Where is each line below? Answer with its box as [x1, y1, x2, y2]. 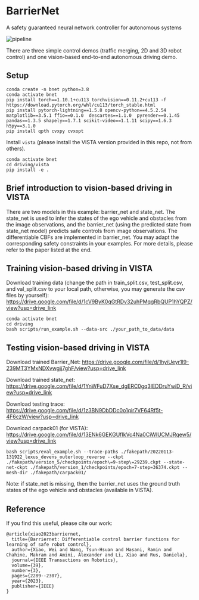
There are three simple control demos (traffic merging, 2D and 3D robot [6, 46, 182, 54]
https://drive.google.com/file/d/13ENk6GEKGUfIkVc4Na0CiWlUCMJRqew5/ [6, 431, 192, 439]
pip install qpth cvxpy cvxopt [6, 128, 84, 134]
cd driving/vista [6, 161, 49, 167]
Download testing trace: [6, 400, 65, 408]
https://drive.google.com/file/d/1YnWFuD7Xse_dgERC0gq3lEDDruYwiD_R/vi [6, 383, 192, 390]
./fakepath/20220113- [120, 449, 175, 455]
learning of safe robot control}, [6, 542, 92, 548]
